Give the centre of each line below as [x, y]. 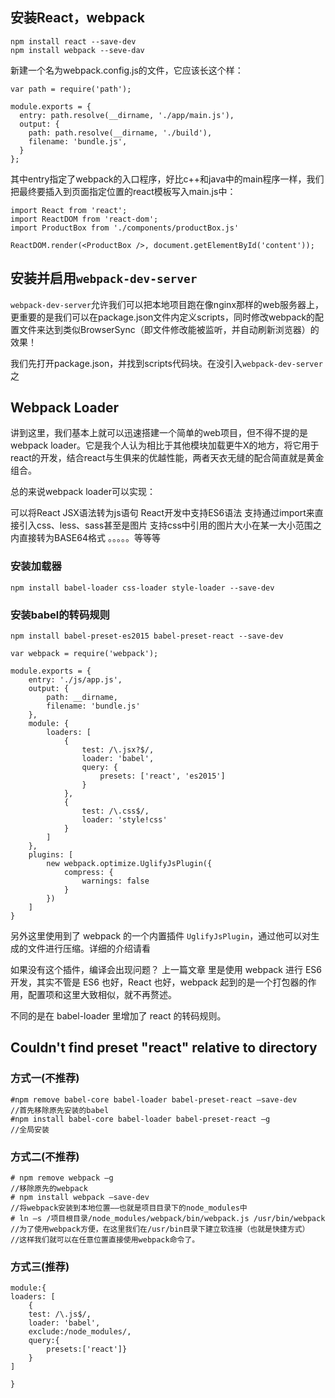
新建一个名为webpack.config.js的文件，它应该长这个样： [127, 70]
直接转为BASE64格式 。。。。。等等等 [89, 538]
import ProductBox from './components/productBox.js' [125, 228]
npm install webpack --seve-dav [77, 50]
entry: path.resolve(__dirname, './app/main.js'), [127, 115]
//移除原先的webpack [49, 1189]
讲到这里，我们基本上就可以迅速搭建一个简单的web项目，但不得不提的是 [159, 433]
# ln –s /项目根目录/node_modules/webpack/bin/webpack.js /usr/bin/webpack [168, 1219]
